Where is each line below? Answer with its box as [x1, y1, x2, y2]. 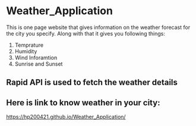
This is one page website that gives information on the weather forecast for [6, 24, 191, 31]
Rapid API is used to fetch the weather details [6, 77, 178, 88]
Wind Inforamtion [14, 54, 58, 61]
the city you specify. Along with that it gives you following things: [6, 30, 165, 37]
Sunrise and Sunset [14, 60, 63, 67]
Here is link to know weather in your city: [6, 98, 160, 108]
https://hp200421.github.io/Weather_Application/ [6, 114, 126, 121]
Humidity [14, 47, 37, 54]
